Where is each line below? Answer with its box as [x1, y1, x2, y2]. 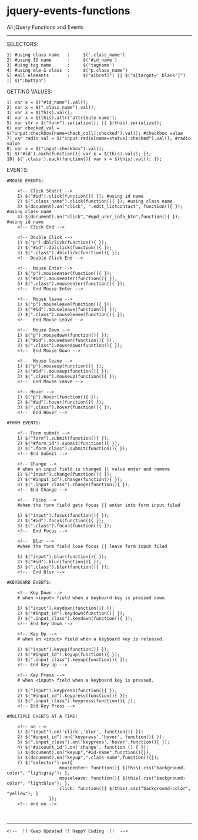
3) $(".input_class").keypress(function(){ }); [17, 698, 136, 704]
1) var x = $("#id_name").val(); [6, 99, 89, 105]
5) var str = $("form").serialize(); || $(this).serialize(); [6, 119, 162, 126]
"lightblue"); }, [28, 780, 70, 786]
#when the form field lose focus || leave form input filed [17, 543, 167, 549]
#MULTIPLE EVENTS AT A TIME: [6, 713, 78, 719]
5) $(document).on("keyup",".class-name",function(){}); [17, 755, 160, 761]
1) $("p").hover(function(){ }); [17, 394, 99, 400]
